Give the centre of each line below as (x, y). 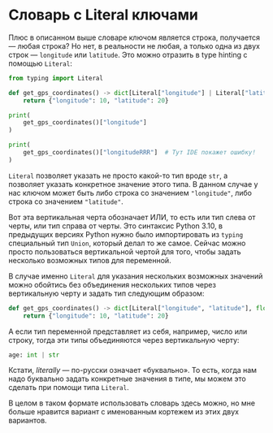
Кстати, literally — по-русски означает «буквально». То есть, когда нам (133, 370)
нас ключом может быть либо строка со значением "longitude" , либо (130, 193)
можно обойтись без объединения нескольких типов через (113, 284)
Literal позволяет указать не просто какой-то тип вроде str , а (118, 175)
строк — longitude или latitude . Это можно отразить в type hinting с (128, 54)
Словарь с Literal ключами (104, 15)
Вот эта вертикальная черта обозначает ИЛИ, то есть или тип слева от (132, 217)
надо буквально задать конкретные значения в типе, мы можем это (127, 379)
